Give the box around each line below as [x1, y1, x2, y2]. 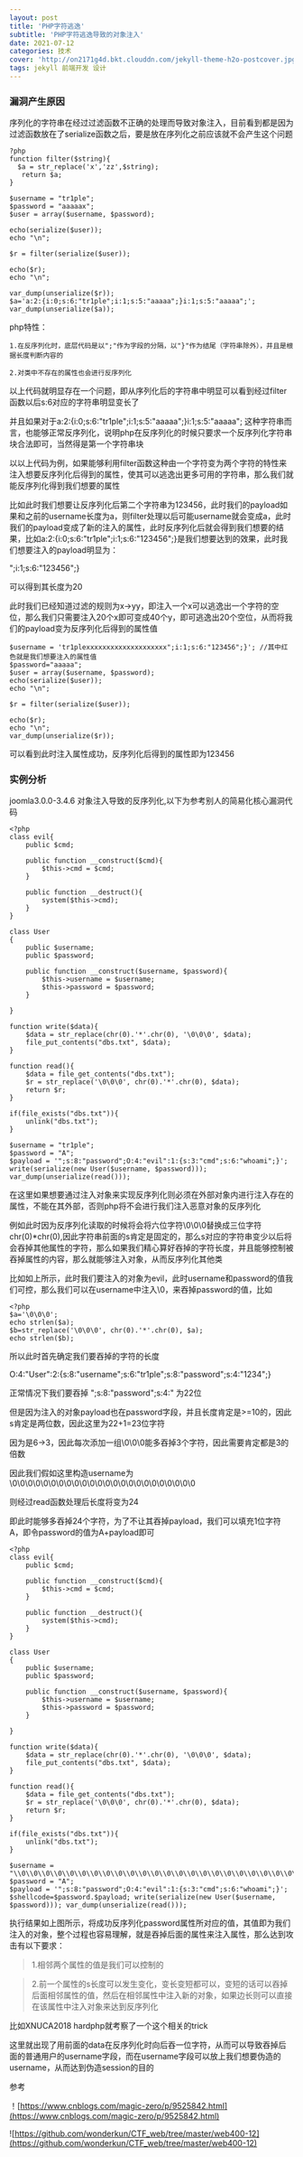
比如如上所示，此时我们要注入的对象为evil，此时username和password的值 [9, 1273, 286, 1284]
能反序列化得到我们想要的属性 [9, 481, 120, 491]
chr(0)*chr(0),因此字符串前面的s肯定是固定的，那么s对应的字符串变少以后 [9, 1231, 285, 1242]
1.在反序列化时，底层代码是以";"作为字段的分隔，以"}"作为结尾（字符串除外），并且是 [9, 341, 287, 350]
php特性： [9, 322, 48, 332]
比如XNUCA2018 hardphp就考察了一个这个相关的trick [9, 2021, 209, 2031]
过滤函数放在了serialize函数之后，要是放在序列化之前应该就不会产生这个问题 [9, 128, 293, 140]
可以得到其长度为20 [9, 582, 83, 593]
